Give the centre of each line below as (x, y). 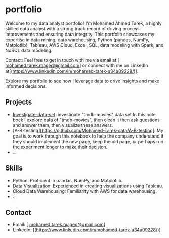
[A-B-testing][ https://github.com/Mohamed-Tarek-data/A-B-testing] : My (88, 130)
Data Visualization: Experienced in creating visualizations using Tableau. (88, 186)
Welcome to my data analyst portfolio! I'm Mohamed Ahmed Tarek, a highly (83, 23)
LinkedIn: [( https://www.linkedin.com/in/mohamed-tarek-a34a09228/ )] (87, 230)
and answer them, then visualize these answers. (63, 125)
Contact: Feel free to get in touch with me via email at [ (62, 60)
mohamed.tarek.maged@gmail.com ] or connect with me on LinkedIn (77, 65)
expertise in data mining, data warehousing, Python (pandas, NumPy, (77, 40)
